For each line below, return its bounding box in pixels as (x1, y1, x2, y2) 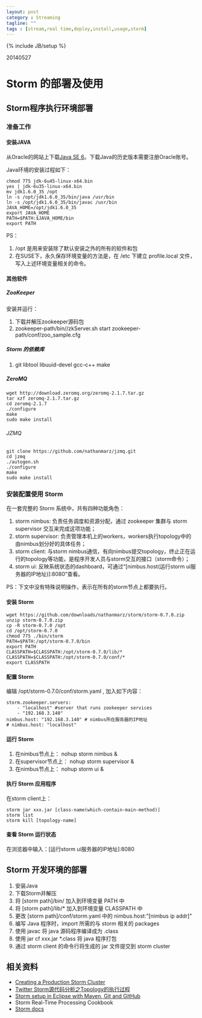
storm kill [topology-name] (6, 817, 77, 823)
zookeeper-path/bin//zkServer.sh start (14, 325, 111, 332)
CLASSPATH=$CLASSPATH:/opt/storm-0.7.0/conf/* (6, 654, 125, 661)
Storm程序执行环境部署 (6, 103, 93, 113)
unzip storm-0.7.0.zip (6, 617, 63, 623)
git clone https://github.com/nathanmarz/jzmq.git (6, 448, 136, 454)
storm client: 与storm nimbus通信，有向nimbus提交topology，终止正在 (14, 548, 191, 555)
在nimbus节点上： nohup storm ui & (14, 765, 104, 773)
